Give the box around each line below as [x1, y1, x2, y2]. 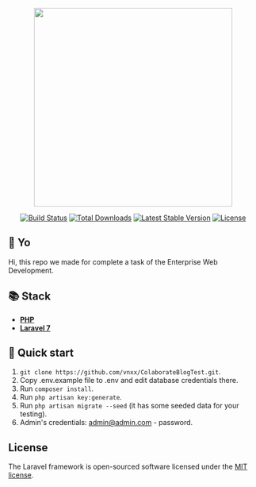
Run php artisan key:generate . [19, 392, 123, 402]
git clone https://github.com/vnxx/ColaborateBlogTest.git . [19, 367, 221, 377]
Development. [8, 265, 54, 275]
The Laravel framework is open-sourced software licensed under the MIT [8, 462, 248, 472]
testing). [19, 409, 48, 419]
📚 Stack [8, 290, 52, 303]
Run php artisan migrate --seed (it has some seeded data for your [19, 401, 239, 411]
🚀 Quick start [8, 346, 74, 360]
